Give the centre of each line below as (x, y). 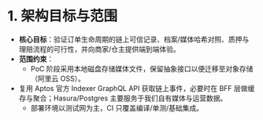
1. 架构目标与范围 (63, 16)
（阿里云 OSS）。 (58, 78)
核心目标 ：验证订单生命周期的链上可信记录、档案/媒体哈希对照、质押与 (134, 39)
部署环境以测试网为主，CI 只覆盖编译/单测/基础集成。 (117, 107)
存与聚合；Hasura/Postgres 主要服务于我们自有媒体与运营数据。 (123, 98)
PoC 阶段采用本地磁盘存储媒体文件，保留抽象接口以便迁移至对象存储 (142, 68)
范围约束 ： (36, 59)
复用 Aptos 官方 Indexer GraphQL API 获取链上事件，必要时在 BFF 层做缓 (137, 88)
